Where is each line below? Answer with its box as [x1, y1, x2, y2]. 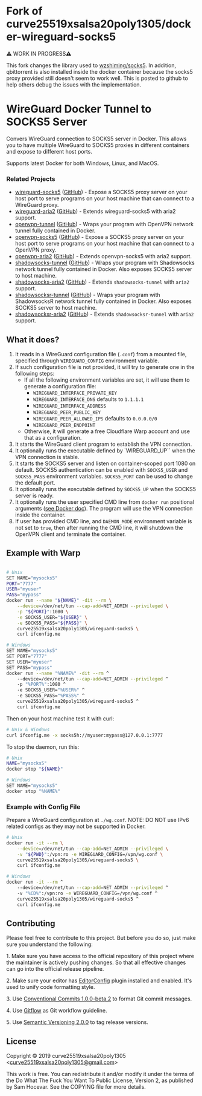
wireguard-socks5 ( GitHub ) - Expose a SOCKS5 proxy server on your [14, 189, 188, 196]
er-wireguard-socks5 [6, 30, 116, 44]
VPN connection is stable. [14, 453, 80, 460]
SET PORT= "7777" [6, 653, 47, 660]
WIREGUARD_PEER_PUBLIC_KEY [33, 409, 101, 416]
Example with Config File [6, 803, 81, 811]
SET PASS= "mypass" [6, 664, 52, 671]
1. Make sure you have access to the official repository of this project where [6, 953, 195, 960]
